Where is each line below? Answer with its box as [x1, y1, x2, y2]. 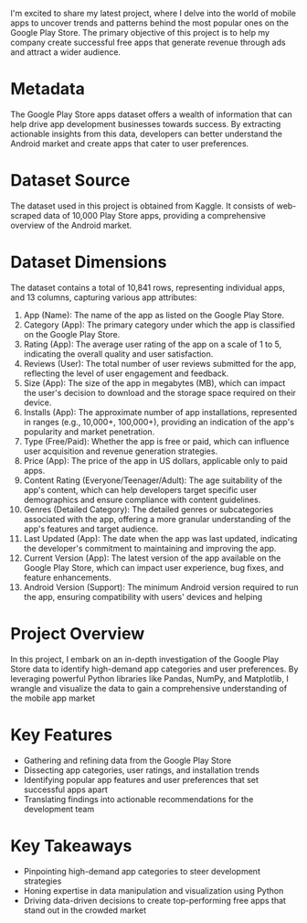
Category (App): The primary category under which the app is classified [23, 319, 296, 330]
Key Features [10, 724, 113, 745]
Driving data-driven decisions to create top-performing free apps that [23, 895, 287, 906]
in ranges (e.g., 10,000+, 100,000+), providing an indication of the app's [23, 416, 295, 427]
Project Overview [10, 624, 145, 644]
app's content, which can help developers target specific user [23, 484, 258, 495]
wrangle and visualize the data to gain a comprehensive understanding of [10, 682, 287, 693]
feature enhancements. [23, 572, 112, 583]
